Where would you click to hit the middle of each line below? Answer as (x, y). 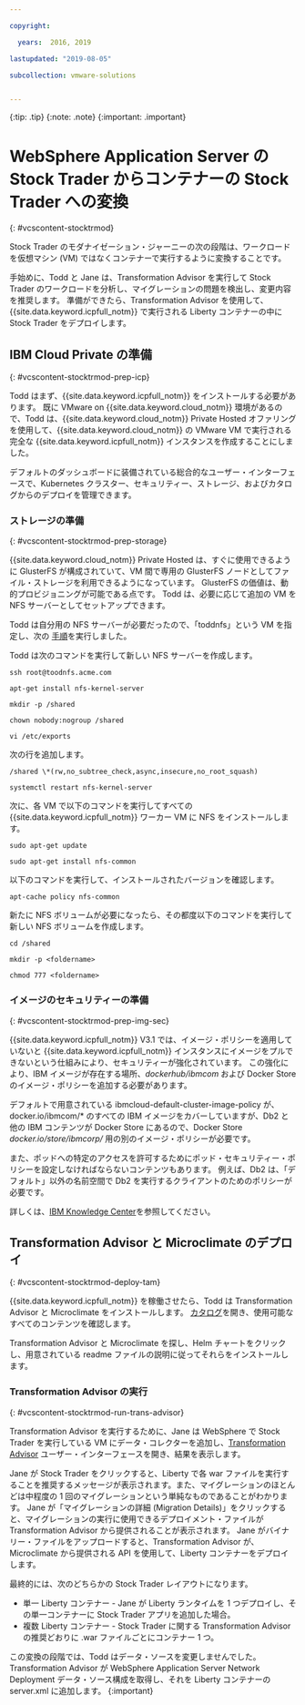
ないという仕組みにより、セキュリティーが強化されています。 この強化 (149, 1062)
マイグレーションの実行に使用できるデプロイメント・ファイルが (144, 1518)
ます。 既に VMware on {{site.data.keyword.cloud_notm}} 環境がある (146, 407)
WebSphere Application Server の (139, 157)
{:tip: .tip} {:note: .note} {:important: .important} (98, 117)
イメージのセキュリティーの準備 (79, 1000)
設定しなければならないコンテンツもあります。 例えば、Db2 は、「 (164, 1169)
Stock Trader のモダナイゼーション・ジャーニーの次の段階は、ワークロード (150, 247)
